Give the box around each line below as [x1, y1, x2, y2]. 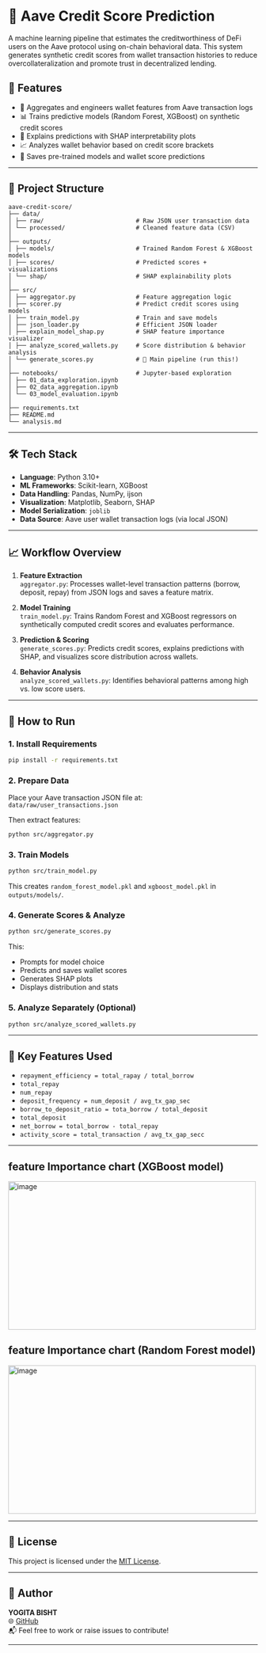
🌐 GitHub [8, 1616, 39, 1625]
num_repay [19, 1089, 53, 1097]
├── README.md [8, 411, 55, 419]
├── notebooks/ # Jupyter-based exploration [8, 369, 232, 377]
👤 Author [8, 1586, 53, 1600]
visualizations [8, 265, 59, 273]
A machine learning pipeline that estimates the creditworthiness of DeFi [8, 33, 241, 43]
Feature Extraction [19, 571, 83, 580]
